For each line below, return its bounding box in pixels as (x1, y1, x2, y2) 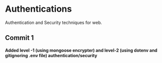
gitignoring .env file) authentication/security (5, 52, 97, 58)
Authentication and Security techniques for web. (5, 20, 102, 25)
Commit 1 (5, 34, 34, 42)
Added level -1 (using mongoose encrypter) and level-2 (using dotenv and (5, 47, 158, 53)
